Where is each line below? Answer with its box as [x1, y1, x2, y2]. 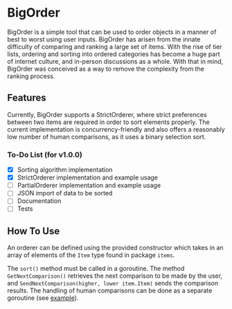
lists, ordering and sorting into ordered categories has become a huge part [7, 50, 220, 58]
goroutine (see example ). [7, 294, 79, 302]
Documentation [17, 197, 62, 205]
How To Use [7, 225, 60, 237]
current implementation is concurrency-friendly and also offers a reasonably [7, 125, 225, 133]
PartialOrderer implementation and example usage [17, 182, 161, 190]
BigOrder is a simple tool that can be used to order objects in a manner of [7, 28, 217, 36]
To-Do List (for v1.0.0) [7, 150, 83, 159]
